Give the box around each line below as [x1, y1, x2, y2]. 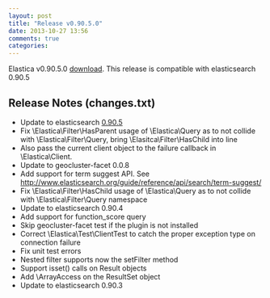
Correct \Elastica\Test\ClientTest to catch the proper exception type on [19, 229, 256, 238]
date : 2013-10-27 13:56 [8, 27, 89, 35]
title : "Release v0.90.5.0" [8, 19, 103, 27]
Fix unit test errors [19, 246, 82, 255]
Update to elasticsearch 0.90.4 [19, 203, 124, 212]
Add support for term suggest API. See [19, 169, 150, 178]
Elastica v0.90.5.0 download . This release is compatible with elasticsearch [8, 64, 256, 73]
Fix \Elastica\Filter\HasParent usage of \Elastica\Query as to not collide [19, 126, 256, 136]
